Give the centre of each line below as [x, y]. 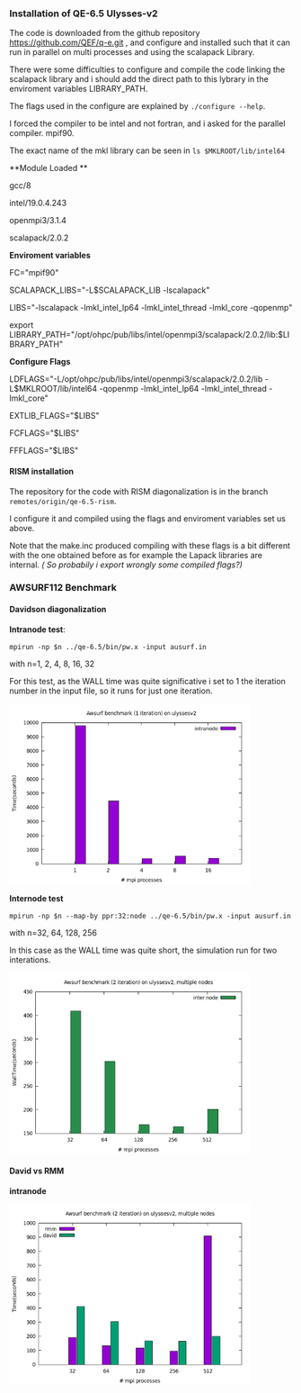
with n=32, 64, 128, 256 [53, 933]
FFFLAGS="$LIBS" [44, 451]
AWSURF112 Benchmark [63, 588]
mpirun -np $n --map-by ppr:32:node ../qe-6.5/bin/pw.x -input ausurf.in [150, 917]
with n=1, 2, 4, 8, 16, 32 [52, 664]
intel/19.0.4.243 [38, 203]
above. [22, 528]
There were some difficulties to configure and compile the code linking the [147, 69]
